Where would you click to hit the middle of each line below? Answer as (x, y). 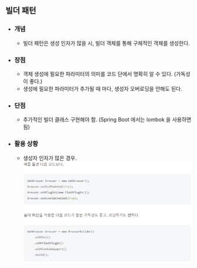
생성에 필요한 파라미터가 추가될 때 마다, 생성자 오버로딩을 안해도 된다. (103, 88)
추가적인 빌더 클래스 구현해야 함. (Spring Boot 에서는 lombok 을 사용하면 (107, 120)
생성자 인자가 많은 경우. (50, 158)
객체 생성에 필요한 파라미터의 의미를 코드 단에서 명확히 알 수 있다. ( (99, 74)
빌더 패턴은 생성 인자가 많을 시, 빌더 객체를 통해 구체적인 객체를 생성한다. (106, 43)
